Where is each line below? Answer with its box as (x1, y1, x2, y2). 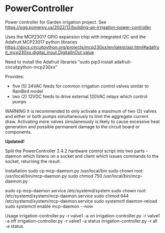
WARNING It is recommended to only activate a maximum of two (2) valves (5, 108, 157, 114)
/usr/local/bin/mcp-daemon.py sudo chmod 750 (5, 173, 102, 179)
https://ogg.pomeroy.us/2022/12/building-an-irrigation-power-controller (5, 24, 151, 30)
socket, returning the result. (5, 158, 61, 164)
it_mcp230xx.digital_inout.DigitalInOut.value (5, 49, 94, 55)
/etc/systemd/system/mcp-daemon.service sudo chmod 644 (5, 193, 129, 199)
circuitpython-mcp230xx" (5, 64, 57, 70)
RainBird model (12, 88, 43, 94)
